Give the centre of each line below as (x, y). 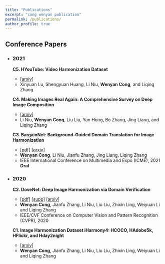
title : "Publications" (29, 10)
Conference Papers (36, 44)
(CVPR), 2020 (34, 220)
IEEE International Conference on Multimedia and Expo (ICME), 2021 (90, 160)
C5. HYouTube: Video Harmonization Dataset (60, 69)
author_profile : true (28, 24)
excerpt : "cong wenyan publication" (43, 15)
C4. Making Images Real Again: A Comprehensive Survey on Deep (82, 99)
